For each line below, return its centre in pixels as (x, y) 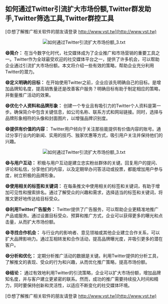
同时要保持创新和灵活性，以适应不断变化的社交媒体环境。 (73, 285)
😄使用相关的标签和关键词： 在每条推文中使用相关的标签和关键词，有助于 (80, 186)
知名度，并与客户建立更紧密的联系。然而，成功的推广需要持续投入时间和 (79, 279)
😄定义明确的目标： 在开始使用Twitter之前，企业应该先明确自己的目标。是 (81, 82)
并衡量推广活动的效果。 (29, 95)
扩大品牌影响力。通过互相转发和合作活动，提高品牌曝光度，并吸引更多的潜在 (84, 239)
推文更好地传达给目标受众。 (34, 198)
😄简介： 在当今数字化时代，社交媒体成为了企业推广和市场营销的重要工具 (80, 53)
